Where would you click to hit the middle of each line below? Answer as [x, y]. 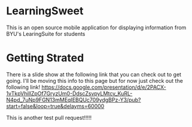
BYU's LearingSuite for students [46, 33]
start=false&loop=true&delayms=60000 [55, 106]
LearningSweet [45, 11]
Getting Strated [45, 58]
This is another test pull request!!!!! [49, 117]
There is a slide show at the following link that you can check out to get [94, 74]
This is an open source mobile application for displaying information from [96, 27]
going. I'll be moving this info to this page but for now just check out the [95, 80]
